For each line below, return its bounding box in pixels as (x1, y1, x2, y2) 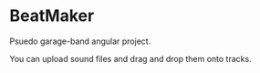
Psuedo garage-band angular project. (9, 36, 151, 47)
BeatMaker (9, 5, 95, 26)
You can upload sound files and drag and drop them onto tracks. (9, 53, 253, 64)
